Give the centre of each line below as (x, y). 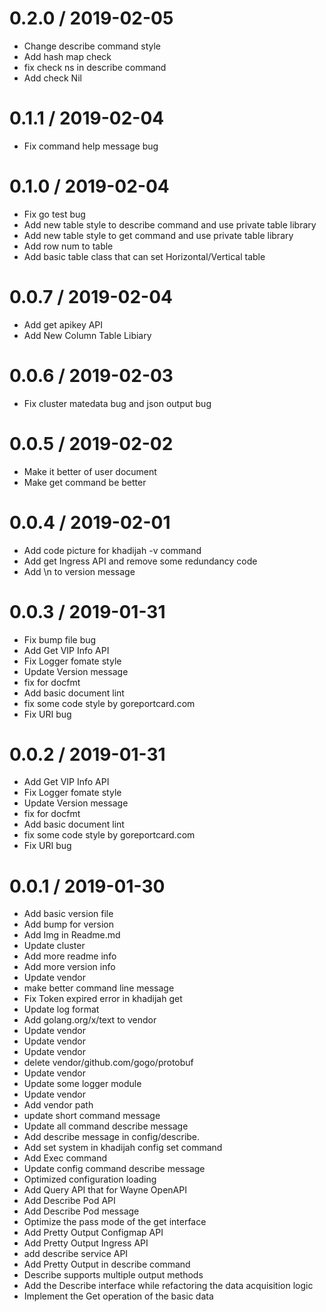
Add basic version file (68, 914)
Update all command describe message (106, 1126)
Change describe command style (92, 46)
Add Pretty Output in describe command (107, 1264)
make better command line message (99, 988)
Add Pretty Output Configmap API (93, 1233)
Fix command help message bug (91, 146)
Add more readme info (70, 956)
